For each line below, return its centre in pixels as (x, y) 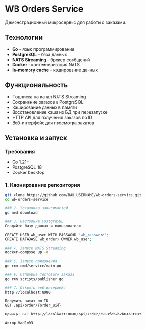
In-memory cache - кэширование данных (55, 70)
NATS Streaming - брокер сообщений (51, 60)
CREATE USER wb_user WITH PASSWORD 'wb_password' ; (57, 235)
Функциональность (36, 85)
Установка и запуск (36, 137)
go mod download (21, 213)
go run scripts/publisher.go (34, 279)
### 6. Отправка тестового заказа (40, 275)
